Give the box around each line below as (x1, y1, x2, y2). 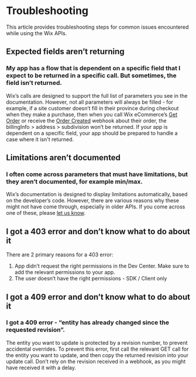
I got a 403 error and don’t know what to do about (6, 227, 190, 237)
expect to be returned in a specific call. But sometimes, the (6, 71, 177, 80)
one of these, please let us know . (6, 210, 86, 217)
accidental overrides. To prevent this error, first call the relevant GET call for (6, 345, 189, 352)
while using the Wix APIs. (6, 29, 67, 36)
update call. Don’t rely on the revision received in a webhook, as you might (6, 358, 186, 365)
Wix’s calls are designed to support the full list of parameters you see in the (6, 92, 188, 99)
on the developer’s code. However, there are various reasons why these (6, 197, 180, 204)
